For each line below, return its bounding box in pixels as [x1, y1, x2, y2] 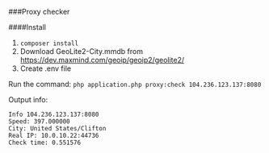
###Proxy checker [8, 7, 70, 16]
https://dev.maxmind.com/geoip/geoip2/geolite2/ [19, 56, 185, 64]
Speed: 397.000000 [8, 118, 70, 126]
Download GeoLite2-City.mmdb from [19, 47, 144, 56]
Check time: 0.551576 [8, 139, 82, 147]
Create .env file [19, 64, 71, 73]
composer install [19, 39, 79, 48]
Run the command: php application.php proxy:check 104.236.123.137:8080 [8, 80, 262, 89]
